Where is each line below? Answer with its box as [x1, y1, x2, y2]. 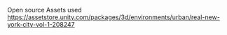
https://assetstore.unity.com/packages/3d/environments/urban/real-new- [7, 13, 221, 21]
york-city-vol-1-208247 [7, 21, 75, 28]
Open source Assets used [7, 6, 82, 14]
